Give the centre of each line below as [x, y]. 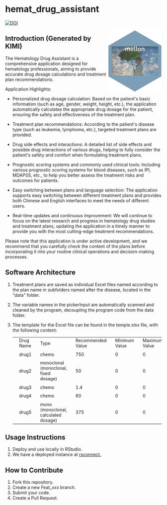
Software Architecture [41, 273]
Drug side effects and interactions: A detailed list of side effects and [82, 144]
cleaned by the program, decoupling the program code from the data [83, 310]
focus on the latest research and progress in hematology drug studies [84, 221]
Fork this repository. [33, 482]
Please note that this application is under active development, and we [76, 241]
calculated [51, 415]
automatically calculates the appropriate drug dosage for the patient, [83, 109]
